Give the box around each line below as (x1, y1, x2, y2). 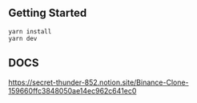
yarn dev (8, 34, 38, 42)
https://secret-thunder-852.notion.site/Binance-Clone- (8, 77, 190, 87)
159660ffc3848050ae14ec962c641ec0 (8, 85, 137, 95)
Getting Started (8, 6, 87, 20)
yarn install (8, 27, 52, 35)
